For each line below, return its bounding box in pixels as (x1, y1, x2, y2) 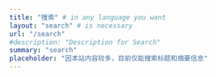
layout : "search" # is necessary (9, 21, 133, 30)
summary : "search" (9, 46, 77, 55)
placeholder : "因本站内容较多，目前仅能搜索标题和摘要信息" (9, 54, 209, 63)
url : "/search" (9, 29, 66, 38)
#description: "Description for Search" (9, 37, 162, 47)
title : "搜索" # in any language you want (9, 12, 166, 22)
